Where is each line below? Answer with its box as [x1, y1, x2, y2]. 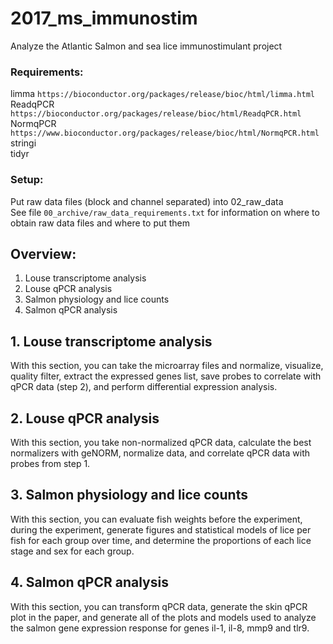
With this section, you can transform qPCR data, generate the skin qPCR [10, 600, 308, 612]
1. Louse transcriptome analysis [10, 333, 213, 350]
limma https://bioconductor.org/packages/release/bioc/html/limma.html [10, 88, 315, 100]
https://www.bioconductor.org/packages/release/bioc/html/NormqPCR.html [10, 128, 320, 139]
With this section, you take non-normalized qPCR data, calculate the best [10, 436, 312, 448]
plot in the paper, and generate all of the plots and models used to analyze [10, 611, 317, 623]
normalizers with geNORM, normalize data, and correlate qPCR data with [10, 447, 311, 459]
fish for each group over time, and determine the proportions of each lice [10, 534, 312, 546]
